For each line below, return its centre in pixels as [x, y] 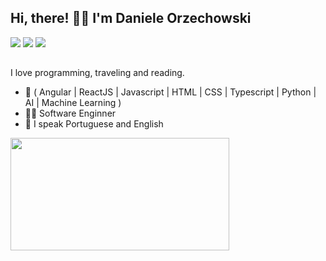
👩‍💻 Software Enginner [70, 113]
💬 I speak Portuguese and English [94, 124]
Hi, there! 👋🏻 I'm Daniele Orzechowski [131, 18]
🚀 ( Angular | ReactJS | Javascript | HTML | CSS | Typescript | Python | [170, 92]
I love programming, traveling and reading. [97, 73]
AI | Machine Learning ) [73, 103]
